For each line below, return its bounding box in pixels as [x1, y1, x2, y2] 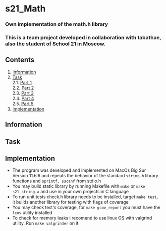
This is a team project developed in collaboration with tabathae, [5, 34, 162, 41]
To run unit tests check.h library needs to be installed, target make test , [12, 194, 158, 200]
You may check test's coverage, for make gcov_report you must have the [12, 205, 161, 211]
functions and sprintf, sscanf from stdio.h [12, 178, 101, 184]
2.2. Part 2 [12, 85, 34, 91]
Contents [5, 56, 35, 64]
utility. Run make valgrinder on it [12, 220, 79, 227]
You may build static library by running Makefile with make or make [12, 183, 145, 189]
